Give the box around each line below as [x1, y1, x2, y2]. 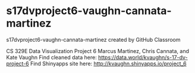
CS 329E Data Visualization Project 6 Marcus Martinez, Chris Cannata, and [6, 47, 189, 54]
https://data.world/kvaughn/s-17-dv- [97, 54, 188, 61]
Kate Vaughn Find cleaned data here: [6, 54, 97, 61]
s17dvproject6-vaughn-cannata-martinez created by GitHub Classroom [6, 36, 181, 43]
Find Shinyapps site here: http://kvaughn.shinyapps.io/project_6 [30, 60, 187, 67]
